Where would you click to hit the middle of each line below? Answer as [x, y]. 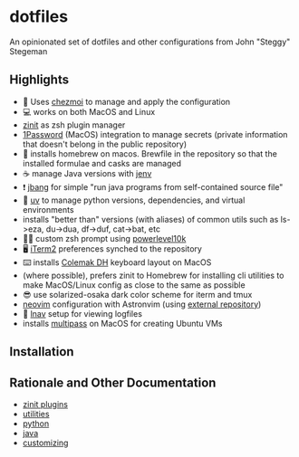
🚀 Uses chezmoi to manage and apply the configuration [126, 101]
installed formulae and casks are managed [101, 163]
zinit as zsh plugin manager [74, 125]
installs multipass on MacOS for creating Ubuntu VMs [122, 323]
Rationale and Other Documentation [113, 382]
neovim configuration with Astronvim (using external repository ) [142, 304]
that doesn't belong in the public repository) [105, 144]
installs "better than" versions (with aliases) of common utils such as [150, 219]
